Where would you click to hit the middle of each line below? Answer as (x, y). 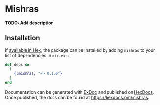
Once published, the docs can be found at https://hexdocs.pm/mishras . (77, 98)
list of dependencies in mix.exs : (37, 55)
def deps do (17, 64)
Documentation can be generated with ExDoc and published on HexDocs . (80, 92)
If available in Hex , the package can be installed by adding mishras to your (80, 50)
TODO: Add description (29, 23)
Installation (23, 38)
